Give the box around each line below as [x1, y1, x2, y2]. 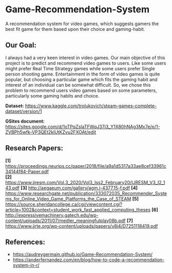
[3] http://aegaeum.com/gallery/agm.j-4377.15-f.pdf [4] [20, 185, 138, 191]
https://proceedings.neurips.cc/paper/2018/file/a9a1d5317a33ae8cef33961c [5, 163, 167, 169]
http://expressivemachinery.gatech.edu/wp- [5, 212, 99, 218]
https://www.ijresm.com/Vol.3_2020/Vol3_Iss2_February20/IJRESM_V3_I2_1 [5, 179, 165, 185]
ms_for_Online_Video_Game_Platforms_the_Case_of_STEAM [5, 196, 131, 202]
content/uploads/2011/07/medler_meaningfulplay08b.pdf [5, 217, 126, 224]
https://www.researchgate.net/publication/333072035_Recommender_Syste [5, 190, 167, 196]
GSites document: [5, 118, 45, 124]
